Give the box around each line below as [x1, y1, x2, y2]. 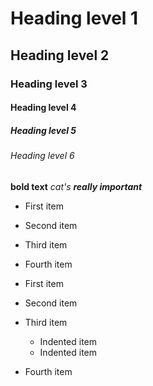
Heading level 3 [10, 77, 88, 91]
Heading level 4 [10, 102, 77, 114]
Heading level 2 [10, 47, 110, 64]
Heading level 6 [10, 150, 75, 162]
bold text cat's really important [10, 180, 143, 192]
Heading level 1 [10, 7, 139, 30]
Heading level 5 [10, 124, 77, 136]
